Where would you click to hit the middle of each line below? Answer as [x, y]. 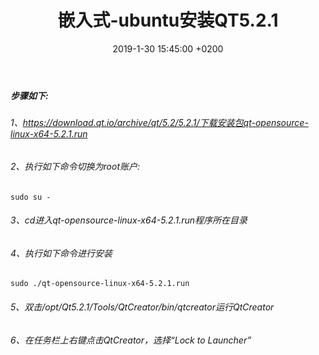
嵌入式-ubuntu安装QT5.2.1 [168, 20]
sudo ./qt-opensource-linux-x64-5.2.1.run [100, 284]
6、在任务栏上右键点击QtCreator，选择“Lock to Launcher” [131, 340]
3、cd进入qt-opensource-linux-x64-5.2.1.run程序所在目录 [129, 220]
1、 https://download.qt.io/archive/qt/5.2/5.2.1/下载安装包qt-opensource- [159, 123]
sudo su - [31, 197]
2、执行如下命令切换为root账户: [75, 166]
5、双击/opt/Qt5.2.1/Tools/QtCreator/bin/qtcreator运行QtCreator [142, 307]
